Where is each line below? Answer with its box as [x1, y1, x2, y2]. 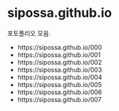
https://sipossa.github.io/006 [17, 88, 102, 96]
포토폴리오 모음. [7, 29, 51, 37]
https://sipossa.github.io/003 [17, 65, 102, 74]
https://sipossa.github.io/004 [17, 72, 102, 81]
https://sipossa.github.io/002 [17, 58, 102, 66]
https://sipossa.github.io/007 [17, 95, 102, 103]
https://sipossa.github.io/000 [17, 43, 102, 51]
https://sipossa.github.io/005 [17, 80, 102, 89]
